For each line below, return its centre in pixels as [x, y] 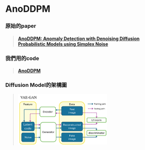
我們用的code [22, 58]
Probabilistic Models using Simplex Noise [63, 44]
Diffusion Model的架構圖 [36, 85]
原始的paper [21, 26]
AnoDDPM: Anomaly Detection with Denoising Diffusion [79, 39]
